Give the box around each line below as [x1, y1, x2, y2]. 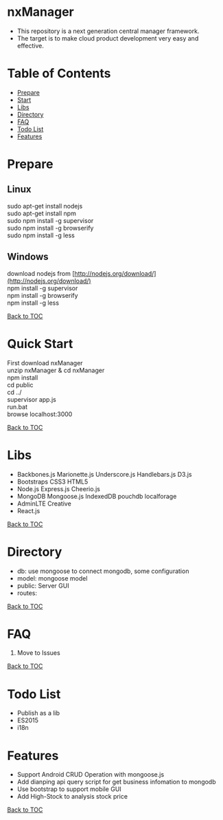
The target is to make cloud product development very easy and [16, 34, 199, 42]
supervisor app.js [7, 395, 56, 403]
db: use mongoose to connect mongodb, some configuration [16, 567, 189, 575]
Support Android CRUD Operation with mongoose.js [16, 770, 165, 779]
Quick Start [7, 336, 73, 352]
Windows [7, 251, 49, 263]
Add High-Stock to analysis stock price [16, 792, 128, 801]
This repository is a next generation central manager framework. [16, 27, 200, 35]
